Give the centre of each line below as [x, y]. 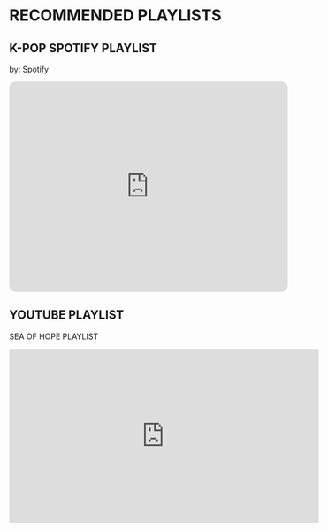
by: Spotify [29, 69]
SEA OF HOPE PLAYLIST [54, 336]
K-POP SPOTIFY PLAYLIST [83, 48]
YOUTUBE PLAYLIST [67, 315]
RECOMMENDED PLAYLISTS [116, 15]
